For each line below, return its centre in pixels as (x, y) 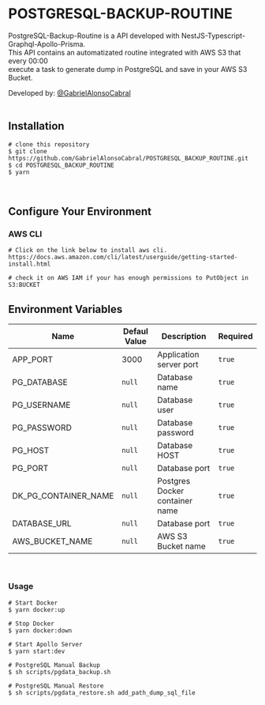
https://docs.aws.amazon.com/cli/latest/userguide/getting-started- (123, 258)
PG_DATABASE (40, 383)
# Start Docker (33, 603)
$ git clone (28, 151)
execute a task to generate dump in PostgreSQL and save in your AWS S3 (128, 69)
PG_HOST (31, 451)
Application (178, 355)
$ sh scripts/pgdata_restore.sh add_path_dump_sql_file (102, 692)
